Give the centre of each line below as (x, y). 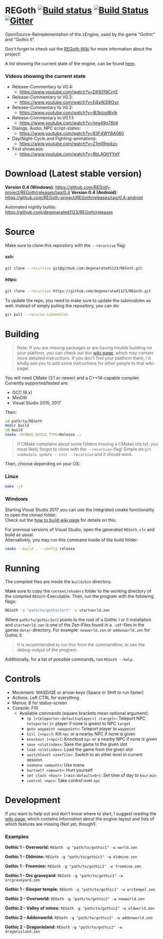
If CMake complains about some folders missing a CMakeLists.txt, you (87, 444)
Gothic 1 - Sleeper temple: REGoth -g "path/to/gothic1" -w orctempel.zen (80, 889)
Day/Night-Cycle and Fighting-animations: (54, 138)
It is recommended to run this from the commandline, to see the (81, 645)
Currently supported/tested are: (37, 383)
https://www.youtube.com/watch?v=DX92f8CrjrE (69, 92)
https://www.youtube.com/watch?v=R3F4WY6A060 (72, 134)
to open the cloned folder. (31, 515)
